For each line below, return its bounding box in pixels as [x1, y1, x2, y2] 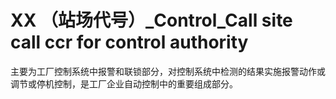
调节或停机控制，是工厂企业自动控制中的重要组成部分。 [10, 77, 238, 90]
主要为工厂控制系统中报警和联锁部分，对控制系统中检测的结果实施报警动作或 [10, 65, 326, 77]
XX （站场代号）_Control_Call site [10, 9, 293, 32]
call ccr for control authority [10, 31, 249, 54]
